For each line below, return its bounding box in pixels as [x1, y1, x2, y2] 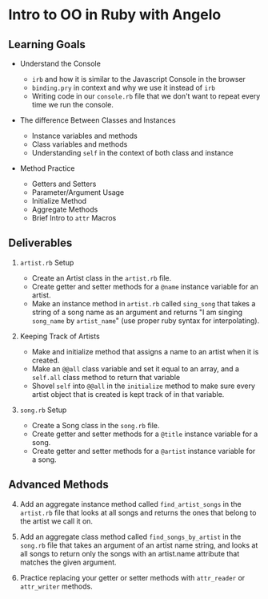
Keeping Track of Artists [19, 331, 100, 341]
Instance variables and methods [31, 131, 138, 140]
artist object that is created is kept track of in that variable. [31, 389, 225, 399]
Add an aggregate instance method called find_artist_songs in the [19, 499, 242, 508]
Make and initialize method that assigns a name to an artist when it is [31, 346, 259, 356]
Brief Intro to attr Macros [31, 213, 117, 222]
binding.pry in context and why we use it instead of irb [31, 83, 216, 92]
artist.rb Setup [19, 257, 74, 267]
